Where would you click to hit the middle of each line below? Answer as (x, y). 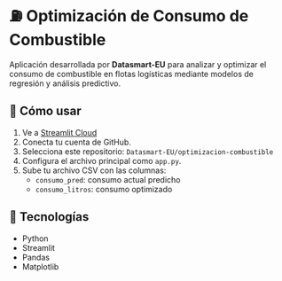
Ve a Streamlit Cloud (59, 132)
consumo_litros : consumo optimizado (104, 189)
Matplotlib (40, 266)
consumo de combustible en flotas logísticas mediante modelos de (132, 74)
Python (35, 238)
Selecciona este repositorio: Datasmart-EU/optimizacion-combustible (148, 151)
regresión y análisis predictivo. (65, 83)
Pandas (36, 257)
